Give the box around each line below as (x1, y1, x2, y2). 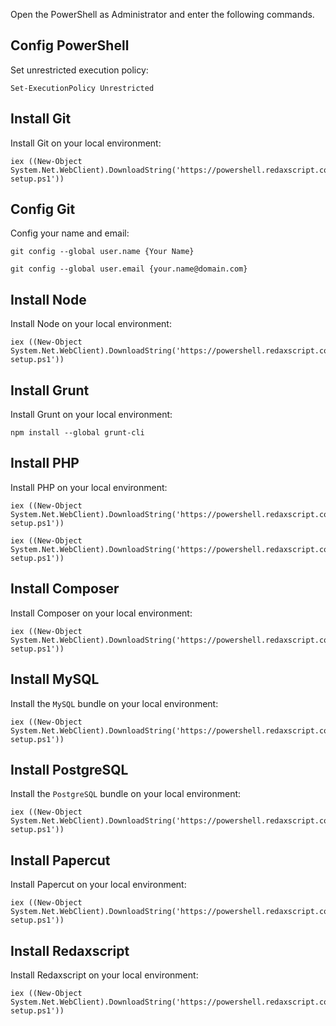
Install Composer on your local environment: (10, 607, 193, 619)
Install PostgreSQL (10, 761, 129, 778)
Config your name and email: (10, 227, 130, 239)
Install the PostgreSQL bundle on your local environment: (10, 788, 242, 800)
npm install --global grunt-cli (10, 428, 145, 438)
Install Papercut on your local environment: (10, 879, 187, 891)
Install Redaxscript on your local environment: (10, 969, 199, 981)
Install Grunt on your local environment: (10, 409, 173, 421)
